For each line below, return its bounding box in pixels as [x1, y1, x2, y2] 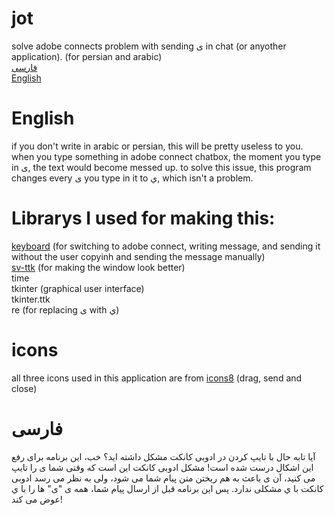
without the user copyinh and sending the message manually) [11, 250, 266, 262]
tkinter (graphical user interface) [11, 282, 145, 294]
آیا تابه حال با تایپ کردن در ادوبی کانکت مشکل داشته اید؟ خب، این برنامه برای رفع [11, 450, 316, 462]
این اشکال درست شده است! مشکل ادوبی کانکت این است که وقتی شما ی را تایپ [11, 461, 314, 473]
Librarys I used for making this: [11, 207, 276, 230]
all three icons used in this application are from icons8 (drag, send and [11, 372, 303, 384]
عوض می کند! [11, 493, 63, 505]
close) [11, 382, 38, 394]
